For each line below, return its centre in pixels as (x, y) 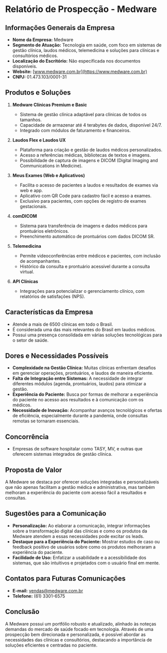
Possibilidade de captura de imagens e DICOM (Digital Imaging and (89, 160)
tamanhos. (31, 120)
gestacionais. (33, 206)
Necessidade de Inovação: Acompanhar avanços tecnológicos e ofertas (87, 410)
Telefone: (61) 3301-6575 (39, 596)
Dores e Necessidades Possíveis (57, 356)
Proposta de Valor (34, 470)
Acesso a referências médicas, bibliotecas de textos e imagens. (85, 155)
